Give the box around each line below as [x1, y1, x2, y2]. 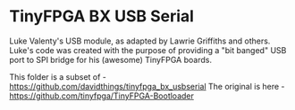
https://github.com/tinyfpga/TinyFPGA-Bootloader [9, 90, 195, 101]
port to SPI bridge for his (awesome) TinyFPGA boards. [9, 54, 213, 65]
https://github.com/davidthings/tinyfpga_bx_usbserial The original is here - [9, 81, 285, 91]
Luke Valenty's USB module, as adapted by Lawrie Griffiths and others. [9, 35, 271, 46]
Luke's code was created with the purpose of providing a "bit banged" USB [9, 44, 287, 55]
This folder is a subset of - [9, 71, 107, 82]
